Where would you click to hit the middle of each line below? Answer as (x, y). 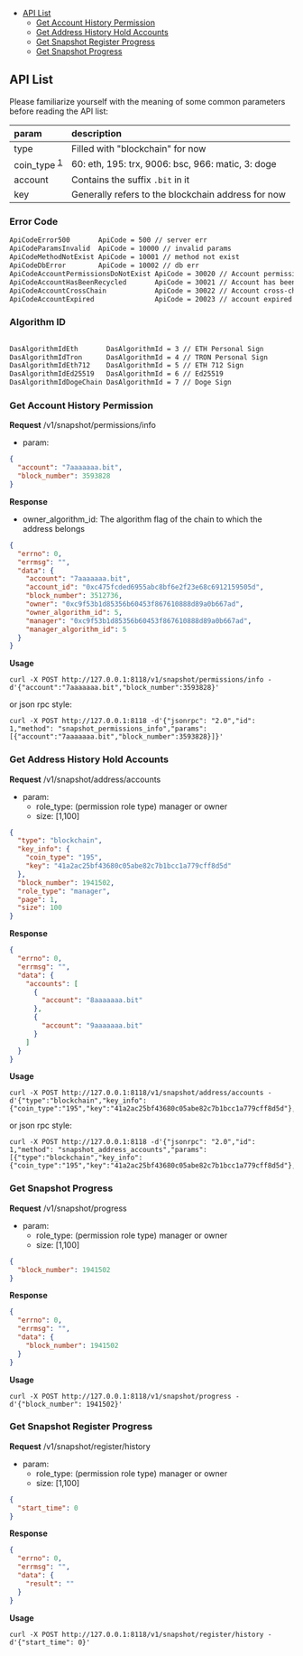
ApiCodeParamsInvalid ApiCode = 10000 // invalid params (120, 249)
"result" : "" (50, 1584)
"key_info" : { (44, 849)
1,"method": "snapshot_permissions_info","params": (108, 729)
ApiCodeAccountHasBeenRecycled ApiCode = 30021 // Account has (143, 282)
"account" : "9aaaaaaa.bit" (92, 1026)
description (96, 133)
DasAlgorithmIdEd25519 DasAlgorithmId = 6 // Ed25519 (116, 374)
